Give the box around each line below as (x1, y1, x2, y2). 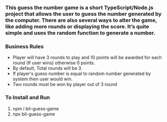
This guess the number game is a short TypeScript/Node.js (5, 4, 153, 11)
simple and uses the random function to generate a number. (5, 29, 155, 36)
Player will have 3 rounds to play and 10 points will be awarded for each (12, 55, 162, 61)
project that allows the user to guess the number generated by (5, 10, 162, 17)
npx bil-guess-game (12, 111, 55, 117)
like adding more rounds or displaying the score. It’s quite (5, 23, 149, 30)
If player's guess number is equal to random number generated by (12, 70, 151, 77)
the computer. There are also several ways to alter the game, (5, 17, 157, 24)
